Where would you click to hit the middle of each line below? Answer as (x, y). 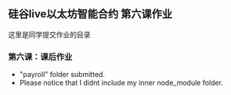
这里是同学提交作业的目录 (49, 35)
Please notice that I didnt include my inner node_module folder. (121, 83)
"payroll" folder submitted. (62, 75)
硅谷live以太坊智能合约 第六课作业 (90, 14)
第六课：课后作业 (40, 57)
